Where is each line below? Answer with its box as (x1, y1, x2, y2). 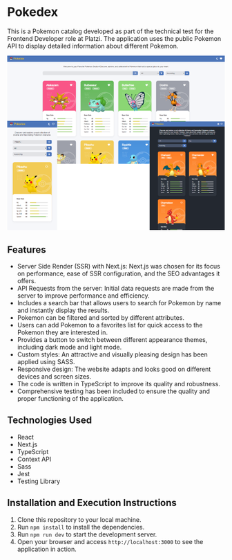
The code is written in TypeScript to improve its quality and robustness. (17, 379, 221, 388)
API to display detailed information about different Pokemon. (7, 42, 179, 50)
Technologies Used (7, 415, 92, 426)
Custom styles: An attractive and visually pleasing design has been (17, 350, 209, 359)
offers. (17, 276, 37, 284)
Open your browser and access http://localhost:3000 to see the (17, 537, 204, 545)
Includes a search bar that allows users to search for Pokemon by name (17, 298, 222, 307)
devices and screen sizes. (17, 372, 92, 381)
